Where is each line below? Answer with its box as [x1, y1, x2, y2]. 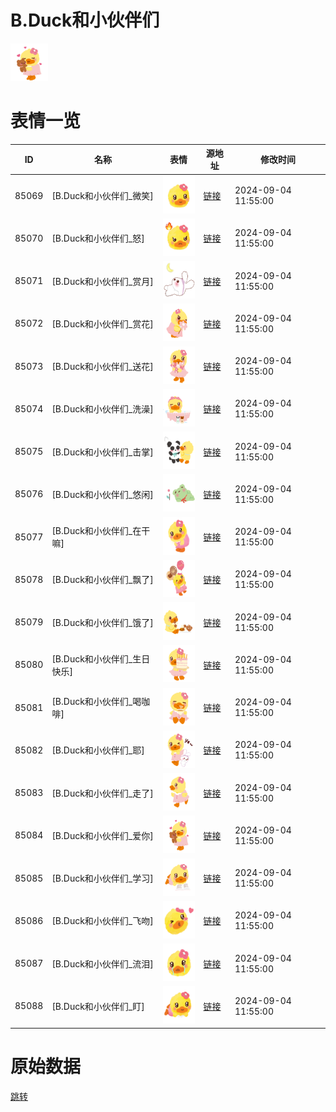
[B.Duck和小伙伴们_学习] [51, 872, 154, 885]
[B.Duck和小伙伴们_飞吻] [51, 915, 154, 927]
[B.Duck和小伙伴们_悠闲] [51, 488, 154, 500]
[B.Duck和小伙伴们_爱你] [51, 829, 154, 841]
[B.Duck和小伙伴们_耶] [51, 744, 145, 756]
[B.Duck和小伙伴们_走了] [51, 787, 154, 799]
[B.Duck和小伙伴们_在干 [51, 525, 151, 537]
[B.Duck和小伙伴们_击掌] [51, 446, 154, 458]
